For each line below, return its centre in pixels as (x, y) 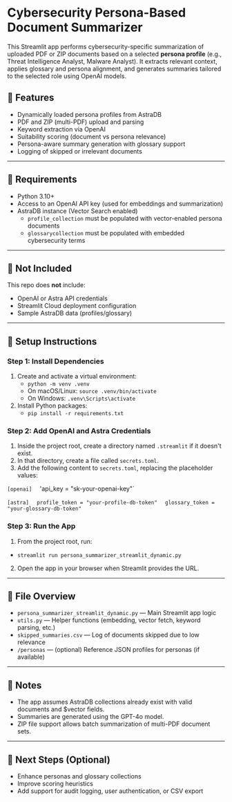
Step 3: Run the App (41, 526)
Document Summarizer (75, 27)
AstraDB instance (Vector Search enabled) (77, 211)
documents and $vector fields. (61, 709)
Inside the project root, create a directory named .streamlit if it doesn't (119, 446)
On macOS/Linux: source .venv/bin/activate (92, 391)
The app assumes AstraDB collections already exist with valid (105, 702)
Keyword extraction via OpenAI (61, 129)
